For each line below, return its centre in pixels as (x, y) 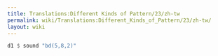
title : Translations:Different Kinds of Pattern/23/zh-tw (94, 14)
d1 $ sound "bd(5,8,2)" (42, 46)
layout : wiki (26, 27)
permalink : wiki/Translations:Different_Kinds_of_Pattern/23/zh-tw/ (109, 20)
